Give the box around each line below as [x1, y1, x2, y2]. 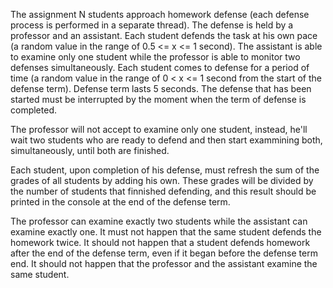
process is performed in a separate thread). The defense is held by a [10, 19, 294, 31]
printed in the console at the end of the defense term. [10, 196, 231, 208]
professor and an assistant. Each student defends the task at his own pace [10, 30, 318, 41]
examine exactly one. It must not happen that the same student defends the [10, 226, 322, 238]
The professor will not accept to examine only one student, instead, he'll [10, 124, 308, 135]
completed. [10, 104, 57, 116]
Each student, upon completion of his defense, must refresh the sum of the [10, 164, 320, 176]
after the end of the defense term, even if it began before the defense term [10, 247, 318, 259]
